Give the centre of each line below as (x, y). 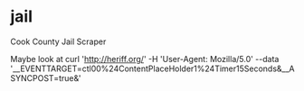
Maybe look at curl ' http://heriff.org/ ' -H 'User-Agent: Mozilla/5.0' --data (145, 59)
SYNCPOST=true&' (46, 77)
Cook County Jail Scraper (58, 41)
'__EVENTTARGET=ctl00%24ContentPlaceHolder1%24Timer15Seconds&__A (152, 68)
